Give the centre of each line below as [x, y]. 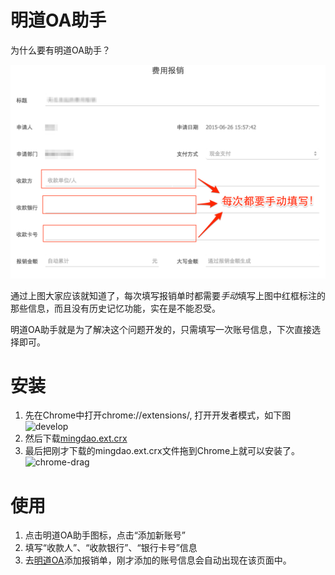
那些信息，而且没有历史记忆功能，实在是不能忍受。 [115, 308]
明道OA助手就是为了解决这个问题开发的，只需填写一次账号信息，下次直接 [161, 329]
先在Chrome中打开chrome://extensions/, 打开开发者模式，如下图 [158, 415]
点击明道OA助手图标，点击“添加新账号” [105, 535]
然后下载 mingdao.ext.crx [76, 438]
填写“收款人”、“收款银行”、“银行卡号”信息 [111, 548]
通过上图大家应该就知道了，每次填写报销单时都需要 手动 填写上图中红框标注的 [168, 295]
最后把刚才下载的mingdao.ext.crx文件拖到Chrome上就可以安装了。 [162, 451]
